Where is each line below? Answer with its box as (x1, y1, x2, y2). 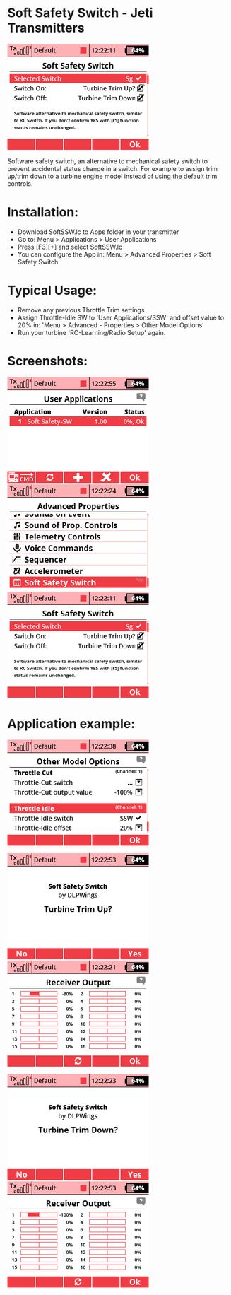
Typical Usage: (7, 283, 97, 298)
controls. (7, 179, 33, 188)
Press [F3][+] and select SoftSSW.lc (17, 242, 122, 251)
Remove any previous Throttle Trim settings (17, 305, 145, 314)
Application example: (7, 715, 136, 732)
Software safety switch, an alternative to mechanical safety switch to (7, 157, 208, 165)
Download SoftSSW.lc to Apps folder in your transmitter (17, 228, 179, 236)
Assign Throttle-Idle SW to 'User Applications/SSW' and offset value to (17, 313, 225, 322)
